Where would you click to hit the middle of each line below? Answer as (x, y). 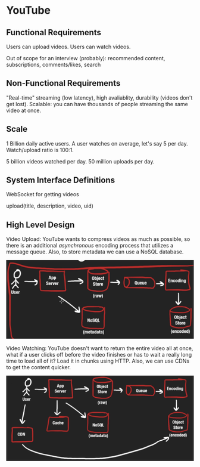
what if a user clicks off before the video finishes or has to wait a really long (99, 354)
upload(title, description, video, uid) (50, 206)
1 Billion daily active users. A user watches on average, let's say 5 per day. (97, 143)
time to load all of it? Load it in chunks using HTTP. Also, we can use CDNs (98, 361)
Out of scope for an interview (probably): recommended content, (86, 58)
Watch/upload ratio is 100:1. (40, 150)
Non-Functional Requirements (63, 83)
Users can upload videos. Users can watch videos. (68, 47)
